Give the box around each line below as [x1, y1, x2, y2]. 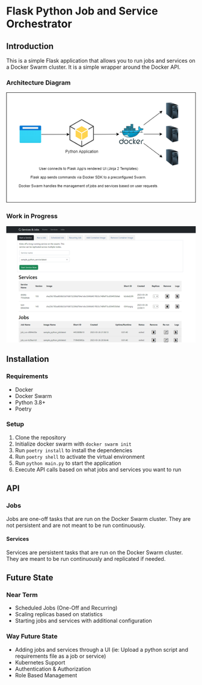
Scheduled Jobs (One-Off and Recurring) [14, 604, 118, 611]
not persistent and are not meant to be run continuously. [6, 522, 145, 529]
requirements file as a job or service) [14, 652, 106, 660]
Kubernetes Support [14, 658, 66, 666]
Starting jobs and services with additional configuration [14, 617, 152, 625]
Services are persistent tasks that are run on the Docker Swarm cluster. [6, 549, 183, 556]
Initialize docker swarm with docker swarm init [14, 440, 132, 447]
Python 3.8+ [14, 399, 46, 406]
